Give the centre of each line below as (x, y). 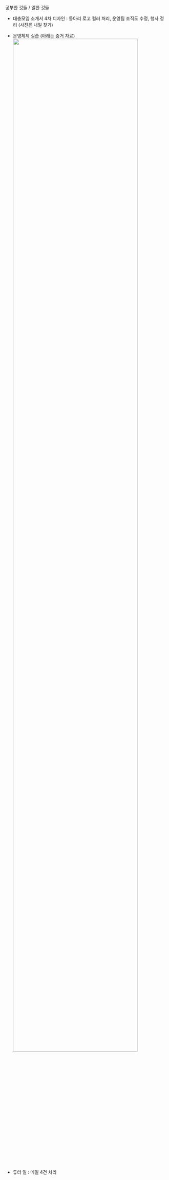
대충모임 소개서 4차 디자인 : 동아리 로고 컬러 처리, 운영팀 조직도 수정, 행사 (86, 18)
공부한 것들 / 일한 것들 (27, 7)
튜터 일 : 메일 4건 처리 (35, 1172)
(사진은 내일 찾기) (36, 25)
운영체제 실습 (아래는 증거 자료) (44, 36)
